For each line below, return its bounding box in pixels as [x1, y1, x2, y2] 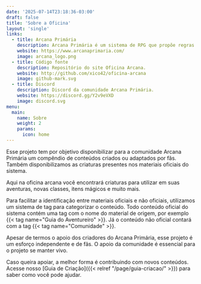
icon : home [22, 131, 50, 138]
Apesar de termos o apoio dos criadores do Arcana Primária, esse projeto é [6, 234, 193, 241]
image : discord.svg [17, 98, 66, 104]
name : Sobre [17, 115, 47, 121]
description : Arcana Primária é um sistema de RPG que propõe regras [17, 43, 195, 49]
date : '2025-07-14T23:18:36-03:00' [6, 8, 95, 15]
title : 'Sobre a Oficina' [6, 20, 71, 26]
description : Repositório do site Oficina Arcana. [17, 64, 146, 71]
